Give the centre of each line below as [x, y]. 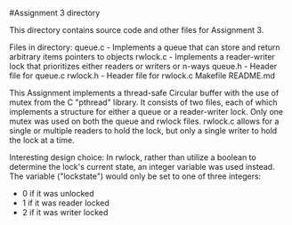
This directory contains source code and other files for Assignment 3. [137, 30]
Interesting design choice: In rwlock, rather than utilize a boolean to [133, 157]
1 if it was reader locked [65, 203]
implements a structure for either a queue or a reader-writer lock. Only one [146, 112]
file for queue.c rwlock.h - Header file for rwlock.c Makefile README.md [142, 76]
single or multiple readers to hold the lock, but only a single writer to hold [143, 131]
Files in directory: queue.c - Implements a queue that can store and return [145, 47]
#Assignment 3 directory [55, 13]
